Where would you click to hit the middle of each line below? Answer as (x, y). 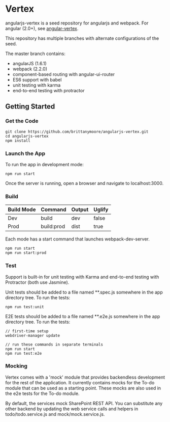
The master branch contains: (36, 54)
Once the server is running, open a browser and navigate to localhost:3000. (84, 183)
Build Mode (22, 209)
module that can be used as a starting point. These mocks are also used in (83, 388)
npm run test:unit (25, 307)
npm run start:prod (26, 253)
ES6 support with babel (37, 80)
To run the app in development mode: (44, 164)
